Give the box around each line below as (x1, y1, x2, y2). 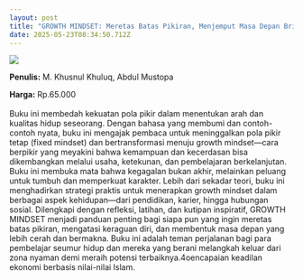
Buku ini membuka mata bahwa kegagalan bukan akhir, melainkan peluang (9, 166, 287, 177)
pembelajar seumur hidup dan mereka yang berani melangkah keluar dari (9, 243, 281, 254)
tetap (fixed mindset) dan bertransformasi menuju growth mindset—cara (9, 137, 280, 148)
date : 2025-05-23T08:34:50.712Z (9, 30, 131, 39)
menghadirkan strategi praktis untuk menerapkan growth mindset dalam (9, 185, 278, 196)
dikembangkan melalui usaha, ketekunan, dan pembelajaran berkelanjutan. (9, 156, 287, 167)
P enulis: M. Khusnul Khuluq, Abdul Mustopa (9, 71, 174, 82)
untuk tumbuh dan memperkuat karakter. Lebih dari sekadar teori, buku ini (9, 175, 286, 186)
